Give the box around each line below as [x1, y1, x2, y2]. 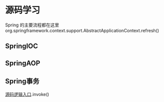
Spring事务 [5, 77, 40, 86]
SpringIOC [5, 42, 38, 50]
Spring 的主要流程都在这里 [5, 22, 60, 28]
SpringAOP [5, 59, 41, 67]
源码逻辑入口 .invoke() [5, 91, 50, 97]
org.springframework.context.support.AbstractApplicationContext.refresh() [5, 27, 160, 33]
